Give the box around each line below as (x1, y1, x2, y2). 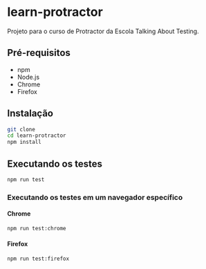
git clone (7, 126, 36, 133)
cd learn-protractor (7, 132, 67, 139)
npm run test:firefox (7, 255, 70, 263)
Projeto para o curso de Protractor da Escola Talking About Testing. (7, 27, 199, 35)
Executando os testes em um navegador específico (7, 192, 183, 202)
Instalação (7, 108, 54, 120)
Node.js (17, 73, 40, 81)
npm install (7, 139, 41, 146)
